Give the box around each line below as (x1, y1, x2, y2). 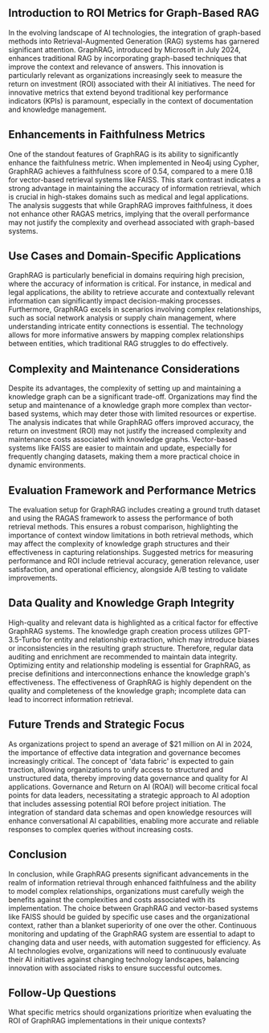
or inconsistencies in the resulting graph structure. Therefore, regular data (8, 643, 255, 653)
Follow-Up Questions (8, 986, 116, 999)
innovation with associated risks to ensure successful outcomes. (8, 963, 222, 973)
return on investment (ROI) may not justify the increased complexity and (8, 426, 247, 436)
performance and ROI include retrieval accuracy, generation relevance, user (8, 556, 259, 565)
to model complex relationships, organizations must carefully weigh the (8, 886, 245, 896)
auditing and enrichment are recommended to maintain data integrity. (8, 651, 238, 661)
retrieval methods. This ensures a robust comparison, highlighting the (8, 522, 238, 532)
